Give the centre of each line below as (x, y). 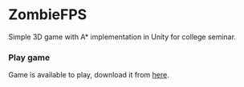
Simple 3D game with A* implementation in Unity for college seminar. (122, 37)
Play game (29, 57)
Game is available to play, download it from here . (89, 75)
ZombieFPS (48, 15)
